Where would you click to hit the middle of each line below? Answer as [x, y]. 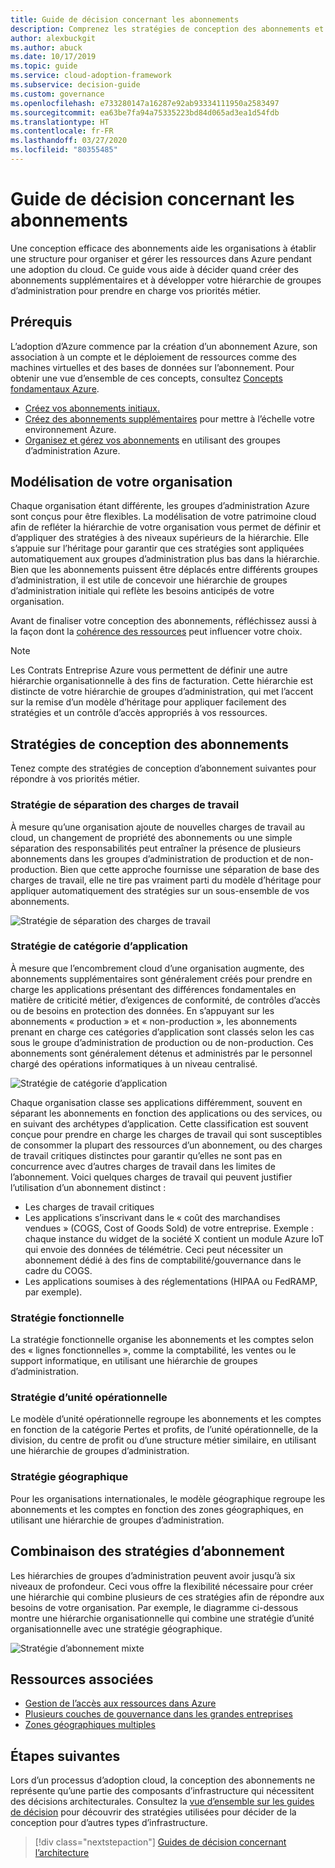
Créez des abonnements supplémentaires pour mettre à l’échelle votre [169, 418]
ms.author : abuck [46, 47]
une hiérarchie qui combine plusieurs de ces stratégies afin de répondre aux [167, 1597]
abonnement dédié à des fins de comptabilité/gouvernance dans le [163, 1260]
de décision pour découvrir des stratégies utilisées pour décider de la [153, 1812]
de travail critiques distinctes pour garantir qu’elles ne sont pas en [146, 1155]
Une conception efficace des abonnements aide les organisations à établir [163, 248]
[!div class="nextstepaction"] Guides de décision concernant [160, 1842]
